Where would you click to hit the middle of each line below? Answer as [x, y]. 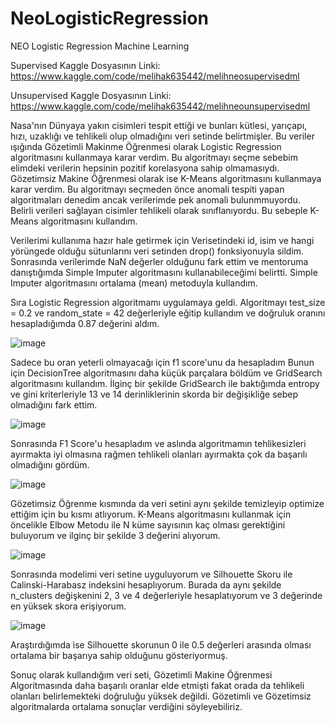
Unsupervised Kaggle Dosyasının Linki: [91, 95]
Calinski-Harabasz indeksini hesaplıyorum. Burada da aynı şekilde [146, 584]
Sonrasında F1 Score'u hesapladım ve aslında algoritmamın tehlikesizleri [158, 443]
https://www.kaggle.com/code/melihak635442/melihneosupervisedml [155, 76]
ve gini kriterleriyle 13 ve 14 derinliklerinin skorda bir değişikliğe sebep [154, 394]
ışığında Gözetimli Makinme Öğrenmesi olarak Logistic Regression [146, 146]
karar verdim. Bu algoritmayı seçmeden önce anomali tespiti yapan [147, 189]
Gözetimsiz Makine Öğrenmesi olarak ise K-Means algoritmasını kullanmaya [166, 178]
